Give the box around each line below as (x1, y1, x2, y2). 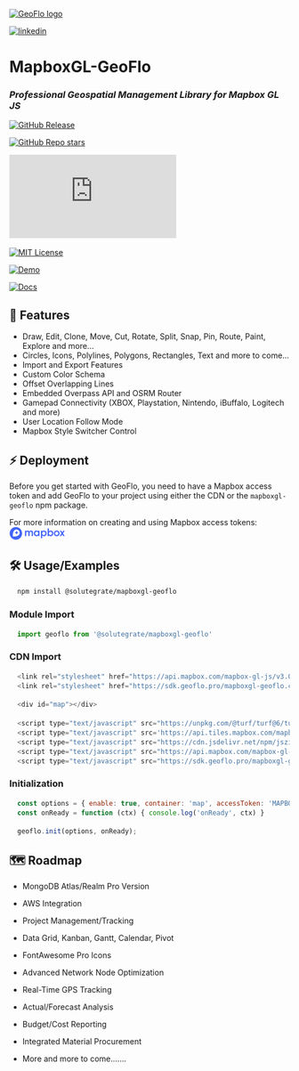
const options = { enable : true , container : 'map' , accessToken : (17, 799, 265, 807)
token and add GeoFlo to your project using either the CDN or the (9, 491, 249, 501)
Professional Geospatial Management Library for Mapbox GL (9, 89, 280, 101)
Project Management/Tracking (21, 915, 134, 926)
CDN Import (9, 651, 62, 663)
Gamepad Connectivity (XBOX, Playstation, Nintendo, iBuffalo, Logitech (21, 397, 285, 409)
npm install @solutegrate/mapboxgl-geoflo (17, 588, 177, 596)
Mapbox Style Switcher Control (21, 426, 137, 436)
